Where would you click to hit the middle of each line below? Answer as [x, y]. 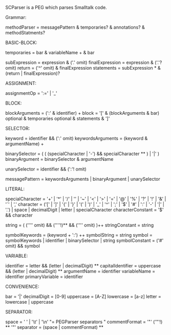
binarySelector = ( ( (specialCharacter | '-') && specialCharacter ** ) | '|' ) [82, 154]
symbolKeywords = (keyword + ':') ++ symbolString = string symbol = [79, 235]
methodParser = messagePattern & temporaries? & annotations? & [75, 27]
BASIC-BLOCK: [21, 43]
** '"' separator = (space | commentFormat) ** [55, 327]
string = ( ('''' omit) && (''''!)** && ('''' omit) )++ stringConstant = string [80, 225]
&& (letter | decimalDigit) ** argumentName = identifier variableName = [80, 271]
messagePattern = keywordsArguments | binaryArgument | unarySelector [83, 179]
